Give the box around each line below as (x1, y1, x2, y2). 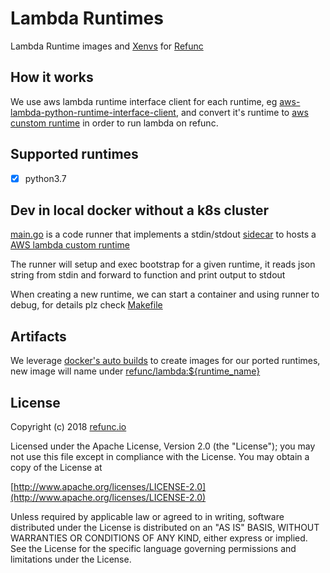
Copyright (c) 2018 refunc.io (10, 421, 127, 433)
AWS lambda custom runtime (10, 239, 130, 251)
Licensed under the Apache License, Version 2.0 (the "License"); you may (10, 440, 316, 452)
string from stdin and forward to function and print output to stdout (10, 269, 286, 281)
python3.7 (24, 172, 67, 184)
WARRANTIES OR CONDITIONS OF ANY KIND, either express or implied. (10, 532, 308, 544)
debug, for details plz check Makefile (10, 299, 163, 311)
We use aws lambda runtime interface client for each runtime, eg (10, 95, 278, 107)
